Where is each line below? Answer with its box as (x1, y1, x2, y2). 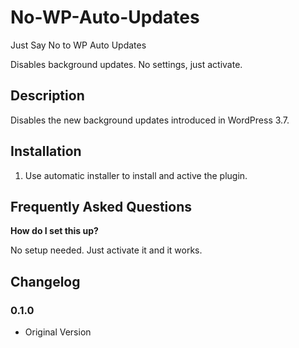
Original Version (24, 326, 92, 338)
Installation (10, 143, 82, 160)
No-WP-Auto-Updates (10, 6, 200, 29)
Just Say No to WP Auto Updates (10, 39, 147, 51)
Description (10, 87, 85, 105)
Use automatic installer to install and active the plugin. (24, 169, 248, 181)
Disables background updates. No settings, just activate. (10, 58, 243, 70)
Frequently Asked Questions (10, 198, 193, 215)
